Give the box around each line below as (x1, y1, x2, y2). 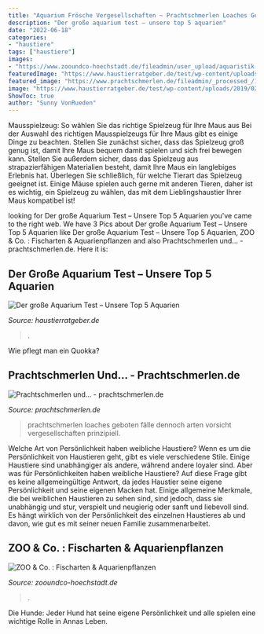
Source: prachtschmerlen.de (8, 405, 101, 414)
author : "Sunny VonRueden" (8, 99, 97, 107)
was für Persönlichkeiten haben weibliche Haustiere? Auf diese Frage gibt (8, 468, 247, 478)
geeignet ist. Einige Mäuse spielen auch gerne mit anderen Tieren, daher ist (8, 179, 253, 189)
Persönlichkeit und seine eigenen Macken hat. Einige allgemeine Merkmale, (8, 485, 253, 495)
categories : (8, 33, 47, 42)
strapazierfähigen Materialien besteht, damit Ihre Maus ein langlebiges (8, 163, 236, 172)
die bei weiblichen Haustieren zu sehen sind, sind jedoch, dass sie (8, 493, 223, 503)
